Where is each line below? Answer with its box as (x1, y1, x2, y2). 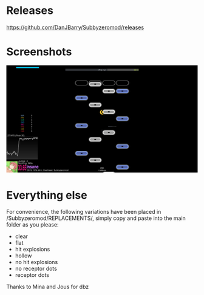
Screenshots (6, 45, 72, 59)
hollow (15, 252, 32, 259)
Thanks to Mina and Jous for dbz (6, 283, 89, 291)
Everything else (6, 188, 87, 202)
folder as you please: (6, 221, 59, 228)
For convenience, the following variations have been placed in (6, 208, 161, 216)
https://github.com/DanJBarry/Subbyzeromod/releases (6, 24, 144, 31)
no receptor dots (15, 265, 58, 273)
